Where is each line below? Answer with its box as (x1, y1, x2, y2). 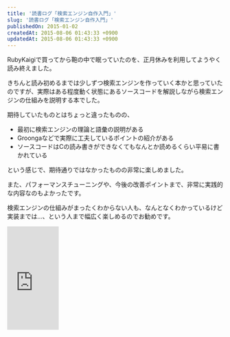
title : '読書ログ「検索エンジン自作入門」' (7, 10, 117, 17)
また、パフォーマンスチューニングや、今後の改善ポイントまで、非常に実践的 (7, 181, 223, 189)
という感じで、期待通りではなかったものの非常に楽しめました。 (7, 166, 187, 174)
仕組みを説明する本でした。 (25, 96, 104, 104)
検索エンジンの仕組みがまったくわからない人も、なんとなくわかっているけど (7, 204, 223, 212)
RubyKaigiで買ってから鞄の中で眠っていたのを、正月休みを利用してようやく (7, 56, 222, 64)
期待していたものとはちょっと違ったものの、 (7, 111, 134, 119)
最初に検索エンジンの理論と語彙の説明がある (16, 125, 144, 134)
